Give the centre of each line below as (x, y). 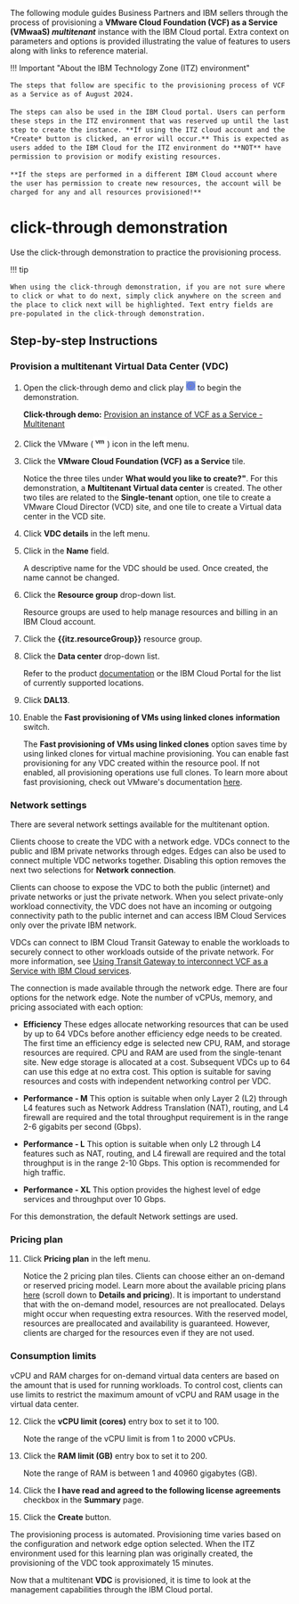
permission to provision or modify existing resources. (116, 157)
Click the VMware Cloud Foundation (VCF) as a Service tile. (134, 461)
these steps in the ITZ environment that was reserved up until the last (150, 121)
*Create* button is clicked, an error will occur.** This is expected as (150, 139)
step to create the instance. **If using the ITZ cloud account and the (148, 130)
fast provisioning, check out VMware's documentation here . (133, 782)
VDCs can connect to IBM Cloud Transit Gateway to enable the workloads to (150, 942)
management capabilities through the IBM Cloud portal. (112, 1589)
